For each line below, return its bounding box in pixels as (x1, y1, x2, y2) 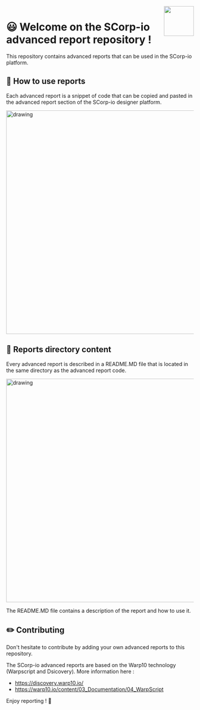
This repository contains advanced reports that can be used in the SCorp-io (6, 52, 192, 60)
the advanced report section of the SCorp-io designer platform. (6, 98, 162, 106)
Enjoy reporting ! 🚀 (6, 697, 52, 705)
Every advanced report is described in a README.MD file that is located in (6, 360, 189, 367)
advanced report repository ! (6, 33, 152, 46)
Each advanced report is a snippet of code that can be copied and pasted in (6, 92, 193, 99)
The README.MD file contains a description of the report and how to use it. (6, 607, 192, 614)
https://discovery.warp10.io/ (14, 680, 84, 687)
